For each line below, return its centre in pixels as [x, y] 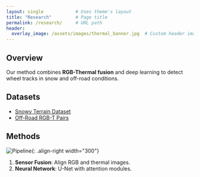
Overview [25, 58]
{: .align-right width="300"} [65, 151]
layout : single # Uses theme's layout [69, 12]
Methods [23, 136]
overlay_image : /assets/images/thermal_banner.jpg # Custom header [98, 34]
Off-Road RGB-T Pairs [42, 118]
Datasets [23, 97]
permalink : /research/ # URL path [54, 23]
